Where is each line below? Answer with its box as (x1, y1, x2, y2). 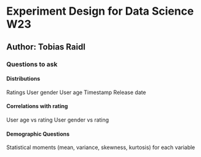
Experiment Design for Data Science (6, 4, 194, 18)
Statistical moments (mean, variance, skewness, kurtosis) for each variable (6, 144, 196, 151)
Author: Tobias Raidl (6, 42, 86, 52)
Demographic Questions (6, 130, 70, 137)
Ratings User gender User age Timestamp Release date (6, 89, 147, 96)
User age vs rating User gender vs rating (6, 116, 109, 123)
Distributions (6, 75, 41, 82)
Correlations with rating (6, 103, 68, 110)
